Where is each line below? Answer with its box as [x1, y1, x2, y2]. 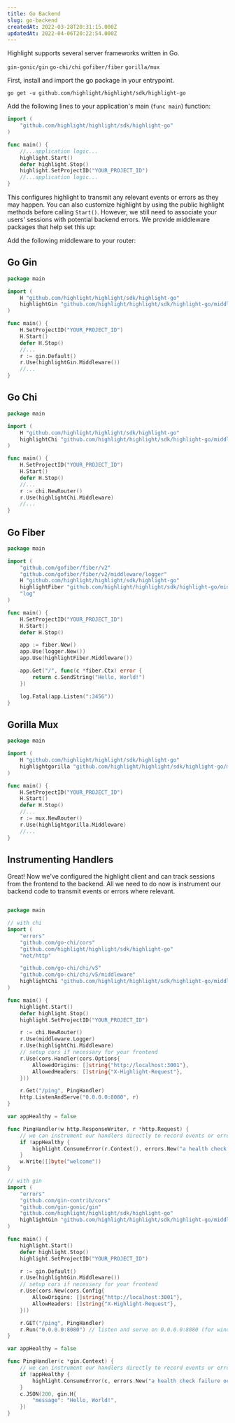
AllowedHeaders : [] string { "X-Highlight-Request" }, [32, 1068, 183, 1075]
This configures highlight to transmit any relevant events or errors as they [7, 193, 219, 201]
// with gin [7, 1178, 42, 1185]
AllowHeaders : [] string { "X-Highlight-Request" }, [32, 1300, 177, 1307]
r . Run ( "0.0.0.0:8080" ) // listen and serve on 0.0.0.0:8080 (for [20, 1326, 215, 1333]
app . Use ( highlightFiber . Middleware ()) [20, 654, 133, 662]
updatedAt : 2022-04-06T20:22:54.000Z [7, 29, 117, 37]
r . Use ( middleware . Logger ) [20, 1036, 96, 1043]
